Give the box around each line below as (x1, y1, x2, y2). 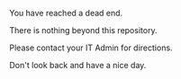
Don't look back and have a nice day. (9, 60, 147, 70)
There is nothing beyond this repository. (9, 25, 158, 35)
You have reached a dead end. (9, 8, 123, 18)
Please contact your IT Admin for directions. (9, 42, 173, 53)
